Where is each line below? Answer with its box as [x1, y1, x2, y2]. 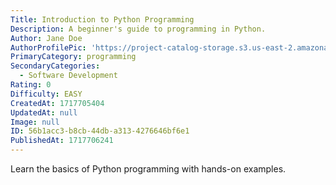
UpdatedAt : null [10, 107, 78, 118]
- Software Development [19, 71, 118, 81]
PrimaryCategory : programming [10, 52, 137, 62]
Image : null [10, 117, 60, 127]
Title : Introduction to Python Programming [10, 14, 195, 25]
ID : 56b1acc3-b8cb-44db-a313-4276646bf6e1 [10, 126, 190, 136]
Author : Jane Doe [10, 33, 83, 43]
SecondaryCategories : [10, 61, 101, 71]
